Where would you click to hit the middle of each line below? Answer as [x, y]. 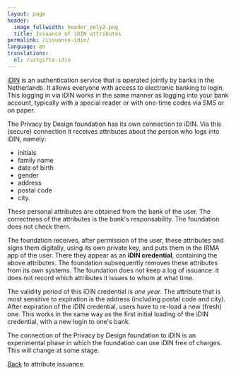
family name [36, 160]
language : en [26, 47]
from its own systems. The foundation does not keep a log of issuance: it [113, 270]
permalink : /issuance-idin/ [49, 40]
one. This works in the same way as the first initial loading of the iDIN [108, 314]
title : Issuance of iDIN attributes [67, 34]
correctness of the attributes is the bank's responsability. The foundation [113, 219]
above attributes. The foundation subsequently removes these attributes [112, 262]
